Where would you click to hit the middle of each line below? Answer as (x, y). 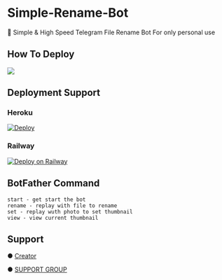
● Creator (22, 256)
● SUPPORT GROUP (37, 269)
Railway (21, 146)
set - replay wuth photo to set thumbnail (70, 211)
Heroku (20, 113)
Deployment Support (54, 93)
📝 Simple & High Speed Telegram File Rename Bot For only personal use (111, 32)
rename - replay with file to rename (62, 205)
